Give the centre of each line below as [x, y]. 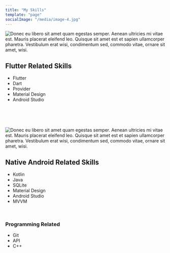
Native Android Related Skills [52, 162]
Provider [22, 89]
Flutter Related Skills [39, 66]
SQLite [20, 185]
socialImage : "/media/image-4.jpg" [43, 19]
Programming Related [32, 224]
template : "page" [24, 15]
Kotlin [19, 174]
